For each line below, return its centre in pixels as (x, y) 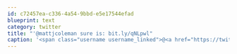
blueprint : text (31, 20)
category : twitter (34, 27)
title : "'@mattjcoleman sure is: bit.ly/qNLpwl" (80, 33)
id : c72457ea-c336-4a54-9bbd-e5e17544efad (71, 14)
